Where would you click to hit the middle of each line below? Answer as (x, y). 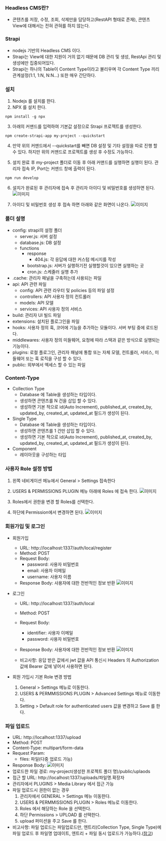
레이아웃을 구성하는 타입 (43, 455)
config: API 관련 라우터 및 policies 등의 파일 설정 (67, 291)
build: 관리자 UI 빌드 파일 (37, 315)
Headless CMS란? (27, 7)
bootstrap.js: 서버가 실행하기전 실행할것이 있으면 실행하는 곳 (85, 266)
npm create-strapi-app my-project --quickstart (55, 136)
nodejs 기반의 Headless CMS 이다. (47, 50)
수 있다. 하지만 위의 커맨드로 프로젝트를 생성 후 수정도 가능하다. (73, 152)
